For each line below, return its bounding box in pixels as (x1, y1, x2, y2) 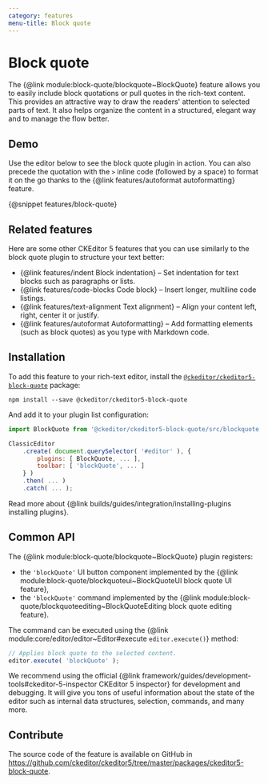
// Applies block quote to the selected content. (8, 649, 178, 657)
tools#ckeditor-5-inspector (8, 679, 98, 689)
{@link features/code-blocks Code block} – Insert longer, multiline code (19, 285, 257, 294)
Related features (8, 222, 94, 236)
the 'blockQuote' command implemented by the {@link (19, 593, 202, 602)
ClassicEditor (8, 439, 56, 448)
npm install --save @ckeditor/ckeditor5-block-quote (8, 395, 188, 404)
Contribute (8, 728, 64, 742)
